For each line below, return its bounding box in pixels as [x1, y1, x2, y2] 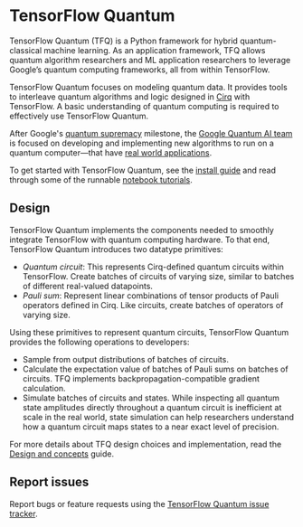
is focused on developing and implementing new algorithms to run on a [9, 137, 274, 148]
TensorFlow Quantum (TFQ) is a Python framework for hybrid [9, 35, 238, 46]
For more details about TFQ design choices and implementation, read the [9, 438, 282, 449]
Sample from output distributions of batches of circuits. [22, 353, 229, 364]
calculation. [22, 382, 66, 393]
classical [9, 44, 43, 55]
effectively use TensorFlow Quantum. [9, 110, 149, 121]
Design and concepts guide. [9, 448, 115, 459]
